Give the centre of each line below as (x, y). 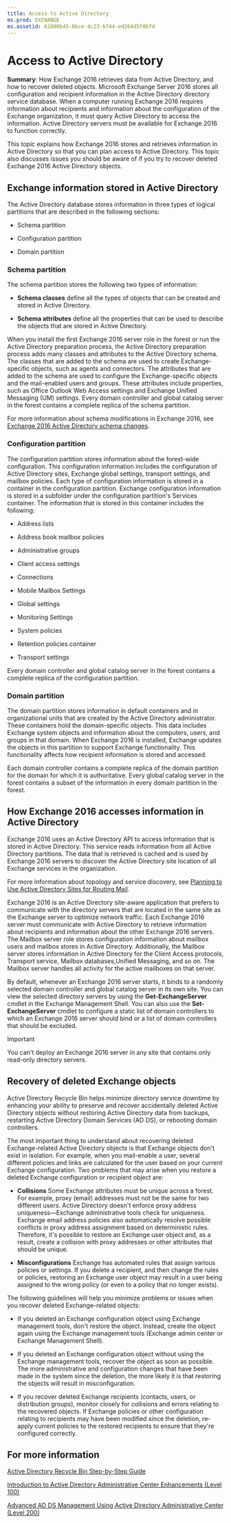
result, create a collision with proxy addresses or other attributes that (115, 1242)
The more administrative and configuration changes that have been (112, 1369)
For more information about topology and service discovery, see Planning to (115, 881)
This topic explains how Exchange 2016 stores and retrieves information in (112, 144)
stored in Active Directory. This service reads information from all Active (109, 846)
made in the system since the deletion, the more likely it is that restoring (119, 1375)
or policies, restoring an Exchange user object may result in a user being (120, 1277)
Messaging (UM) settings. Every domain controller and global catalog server (115, 398)
